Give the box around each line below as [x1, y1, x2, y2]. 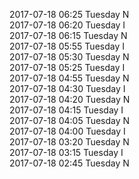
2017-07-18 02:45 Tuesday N [9, 157, 130, 169]
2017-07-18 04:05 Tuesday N [9, 115, 131, 126]
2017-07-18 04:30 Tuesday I [9, 83, 126, 94]
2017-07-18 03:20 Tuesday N [9, 136, 130, 148]
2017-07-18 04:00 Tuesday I [9, 125, 126, 137]
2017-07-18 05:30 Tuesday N [9, 51, 130, 63]
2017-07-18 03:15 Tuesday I [9, 147, 124, 158]
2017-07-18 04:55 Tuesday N [9, 72, 130, 84]
